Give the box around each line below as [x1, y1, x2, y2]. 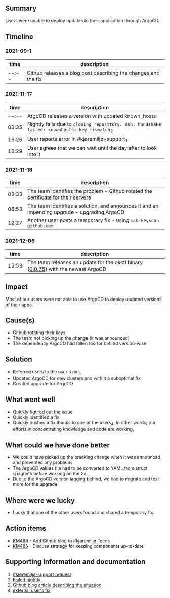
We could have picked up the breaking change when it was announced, [12, 454, 162, 460]
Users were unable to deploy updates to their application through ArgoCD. [5, 17, 160, 23]
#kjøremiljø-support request [12, 571, 71, 577]
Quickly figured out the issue [12, 409, 73, 415]
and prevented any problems [12, 459, 73, 466]
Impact [5, 283, 28, 291]
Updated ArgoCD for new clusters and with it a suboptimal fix [12, 375, 141, 381]
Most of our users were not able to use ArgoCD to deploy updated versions [5, 296, 162, 302]
